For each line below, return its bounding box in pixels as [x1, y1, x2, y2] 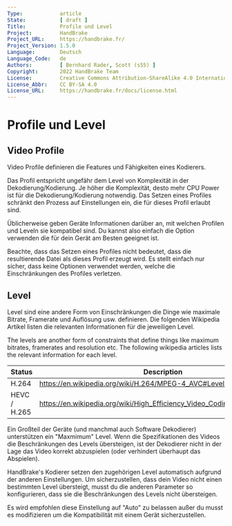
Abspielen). [7, 454, 40, 462]
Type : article [7, 10, 81, 17]
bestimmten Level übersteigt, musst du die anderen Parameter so [7, 482, 193, 491]
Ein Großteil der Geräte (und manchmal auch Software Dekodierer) [7, 425, 197, 433]
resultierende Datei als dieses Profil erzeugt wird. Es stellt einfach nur [7, 255, 205, 263]
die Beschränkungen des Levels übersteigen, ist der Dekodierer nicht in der [7, 439, 222, 448]
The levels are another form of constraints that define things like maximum [7, 336, 220, 344]
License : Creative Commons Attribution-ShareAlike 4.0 [7, 74, 193, 82]
